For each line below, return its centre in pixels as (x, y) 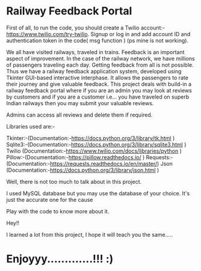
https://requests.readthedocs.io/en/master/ (104, 163)
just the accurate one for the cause (50, 199)
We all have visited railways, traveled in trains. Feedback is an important (95, 52)
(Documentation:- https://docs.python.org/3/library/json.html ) (83, 170)
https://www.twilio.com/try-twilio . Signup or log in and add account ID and (98, 34)
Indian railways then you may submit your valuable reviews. (80, 103)
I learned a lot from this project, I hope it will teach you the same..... (90, 234)
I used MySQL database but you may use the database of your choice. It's (98, 193)
